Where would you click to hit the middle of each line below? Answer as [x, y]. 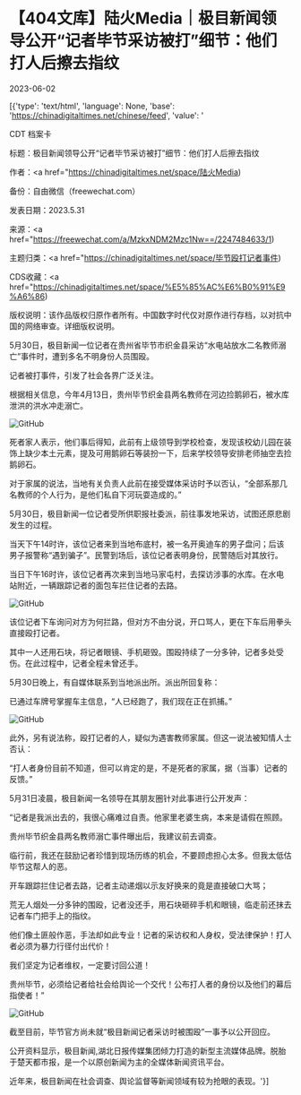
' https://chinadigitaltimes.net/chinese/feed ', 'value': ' [107, 115]
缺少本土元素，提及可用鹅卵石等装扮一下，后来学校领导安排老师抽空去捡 [158, 453]
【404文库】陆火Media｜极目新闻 [135, 18]
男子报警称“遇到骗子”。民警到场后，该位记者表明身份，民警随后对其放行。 [146, 555]
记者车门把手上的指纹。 [52, 916]
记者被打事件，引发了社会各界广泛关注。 [84, 375]
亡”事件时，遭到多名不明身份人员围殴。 [82, 356]
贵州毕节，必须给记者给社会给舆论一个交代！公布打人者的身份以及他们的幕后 [150, 984]
